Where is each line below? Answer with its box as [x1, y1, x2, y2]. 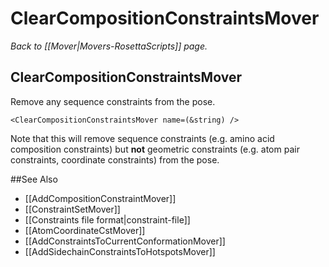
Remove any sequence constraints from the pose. [10, 95, 216, 107]
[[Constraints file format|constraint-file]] [24, 213, 191, 226]
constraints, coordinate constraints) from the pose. [10, 153, 220, 166]
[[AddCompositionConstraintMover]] [24, 192, 177, 204]
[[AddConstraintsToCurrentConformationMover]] [24, 235, 226, 247]
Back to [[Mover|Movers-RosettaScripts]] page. [10, 40, 208, 52]
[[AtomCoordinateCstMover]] [24, 224, 146, 236]
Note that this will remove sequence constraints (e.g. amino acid [10, 132, 275, 144]
